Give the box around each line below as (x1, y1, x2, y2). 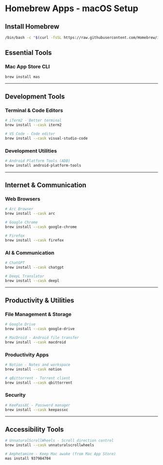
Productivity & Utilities (5, 296, 74, 304)
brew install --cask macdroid (5, 339, 66, 345)
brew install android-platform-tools (5, 163, 81, 168)
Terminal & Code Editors (5, 107, 63, 113)
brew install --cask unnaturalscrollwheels (5, 443, 95, 448)
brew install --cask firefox (5, 238, 64, 242)
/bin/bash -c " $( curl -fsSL (5, 35, 62, 40)
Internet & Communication (5, 181, 86, 189)
